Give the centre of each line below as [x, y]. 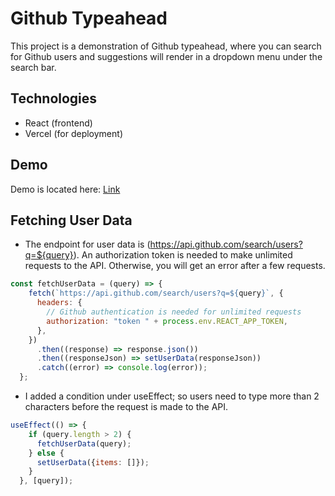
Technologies [54, 98]
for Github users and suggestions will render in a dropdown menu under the [166, 56]
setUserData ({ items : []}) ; [93, 462]
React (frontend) [58, 123]
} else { [46, 453]
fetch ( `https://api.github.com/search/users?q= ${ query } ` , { [156, 293]
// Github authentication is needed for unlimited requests [174, 312]
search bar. [33, 67]
